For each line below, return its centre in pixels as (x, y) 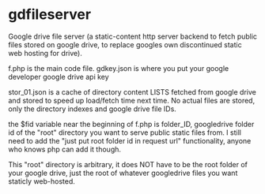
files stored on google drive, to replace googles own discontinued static (125, 44)
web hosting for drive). (45, 53)
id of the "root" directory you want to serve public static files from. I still (125, 132)
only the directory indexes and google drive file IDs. (92, 109)
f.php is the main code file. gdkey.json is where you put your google (119, 68)
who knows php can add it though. (64, 149)
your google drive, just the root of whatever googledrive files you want (123, 173)
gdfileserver (50, 15)
